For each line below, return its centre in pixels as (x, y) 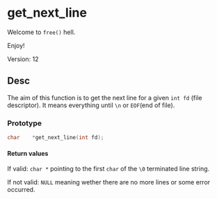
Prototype (25, 123)
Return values (28, 153)
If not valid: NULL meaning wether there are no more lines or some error (109, 182)
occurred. (21, 190)
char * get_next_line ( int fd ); (56, 138)
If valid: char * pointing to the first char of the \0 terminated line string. (108, 169)
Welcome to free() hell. (41, 32)
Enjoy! (16, 45)
